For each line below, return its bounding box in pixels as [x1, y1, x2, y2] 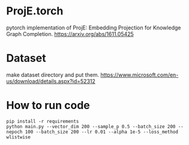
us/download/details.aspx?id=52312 [6, 77, 96, 84]
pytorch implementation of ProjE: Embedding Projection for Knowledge [6, 24, 181, 31]
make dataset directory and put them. [6, 71, 100, 78]
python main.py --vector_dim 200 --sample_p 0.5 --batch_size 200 [6, 123, 176, 129]
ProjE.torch [6, 4, 64, 18]
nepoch [6, 129, 23, 135]
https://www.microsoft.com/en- [100, 71, 179, 78]
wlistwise [6, 134, 31, 140]
